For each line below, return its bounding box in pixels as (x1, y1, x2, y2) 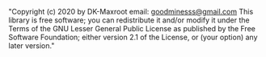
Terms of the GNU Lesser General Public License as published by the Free (8, 24, 256, 33)
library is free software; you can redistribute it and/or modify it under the (8, 15, 250, 25)
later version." (8, 41, 55, 51)
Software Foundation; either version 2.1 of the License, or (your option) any (8, 32, 258, 42)
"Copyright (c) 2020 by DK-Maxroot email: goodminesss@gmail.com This (8, 7, 254, 16)
